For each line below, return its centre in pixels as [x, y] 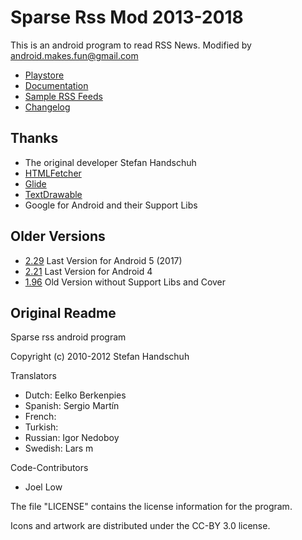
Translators [33, 376]
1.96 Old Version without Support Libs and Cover [125, 282]
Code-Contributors [49, 468]
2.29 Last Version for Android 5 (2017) [103, 260]
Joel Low [43, 487]
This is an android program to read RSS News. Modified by [131, 45]
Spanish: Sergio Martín [72, 406]
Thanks [34, 138]
